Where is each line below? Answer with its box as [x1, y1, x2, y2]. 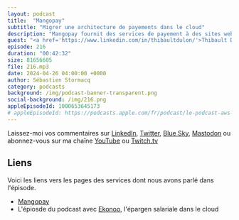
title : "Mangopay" [7, 17, 65, 24]
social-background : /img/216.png [7, 97, 107, 104]
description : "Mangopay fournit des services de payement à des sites [7, 30, 221, 38]
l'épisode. [7, 183, 37, 192]
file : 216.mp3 [7, 63, 50, 70]
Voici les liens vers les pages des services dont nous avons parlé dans [7, 175, 215, 185]
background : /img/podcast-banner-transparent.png [7, 89, 158, 97]
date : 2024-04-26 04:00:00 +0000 [7, 70, 107, 77]
